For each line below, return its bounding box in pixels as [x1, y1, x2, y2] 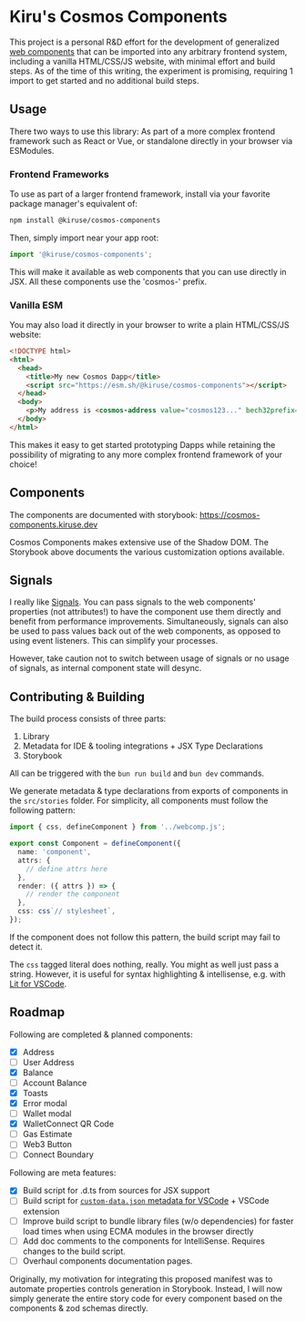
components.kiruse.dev [9, 519, 98, 530]
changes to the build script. [22, 1246, 126, 1256]
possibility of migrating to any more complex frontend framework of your [9, 449, 283, 460]
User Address [22, 1056, 75, 1067]
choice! [9, 458, 38, 470]
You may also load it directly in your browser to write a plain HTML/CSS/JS [9, 320, 290, 330]
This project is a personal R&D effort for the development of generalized [9, 36, 280, 47]
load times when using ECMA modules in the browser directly [22, 1225, 254, 1236]
